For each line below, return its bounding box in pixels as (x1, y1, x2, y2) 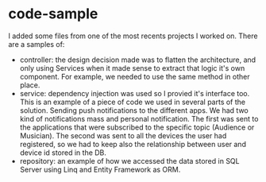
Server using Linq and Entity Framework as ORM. (19, 165, 181, 174)
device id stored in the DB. (19, 148, 107, 157)
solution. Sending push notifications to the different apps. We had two (19, 105, 249, 115)
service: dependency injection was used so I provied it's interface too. (19, 88, 250, 98)
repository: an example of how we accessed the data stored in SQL (19, 156, 240, 165)
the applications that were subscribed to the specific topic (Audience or (19, 122, 255, 132)
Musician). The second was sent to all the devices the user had (19, 130, 227, 140)
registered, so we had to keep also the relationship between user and (19, 139, 246, 149)
